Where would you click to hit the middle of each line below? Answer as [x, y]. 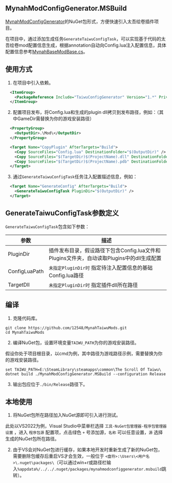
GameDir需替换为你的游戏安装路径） [56, 119]
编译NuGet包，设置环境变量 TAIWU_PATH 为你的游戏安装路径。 [76, 343]
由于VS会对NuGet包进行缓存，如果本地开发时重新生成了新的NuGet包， [88, 450]
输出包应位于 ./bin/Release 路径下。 [50, 384]
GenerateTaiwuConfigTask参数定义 [62, 213]
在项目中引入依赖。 [33, 83]
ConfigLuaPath [26, 271]
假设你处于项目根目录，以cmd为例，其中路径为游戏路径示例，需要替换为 [82, 353]
